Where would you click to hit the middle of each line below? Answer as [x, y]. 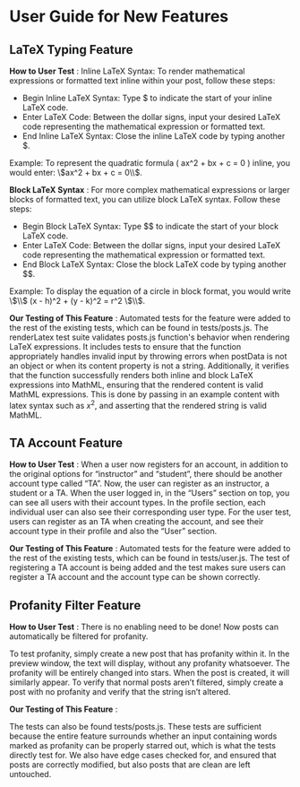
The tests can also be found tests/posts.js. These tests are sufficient [136, 727]
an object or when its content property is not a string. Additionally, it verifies [149, 366]
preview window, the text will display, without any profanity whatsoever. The [150, 663]
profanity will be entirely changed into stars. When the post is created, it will [149, 673]
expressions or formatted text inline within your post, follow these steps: [142, 81]
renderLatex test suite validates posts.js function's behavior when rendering [150, 337]
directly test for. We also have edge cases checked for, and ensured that [143, 756]
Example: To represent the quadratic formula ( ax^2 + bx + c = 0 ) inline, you [150, 163]
